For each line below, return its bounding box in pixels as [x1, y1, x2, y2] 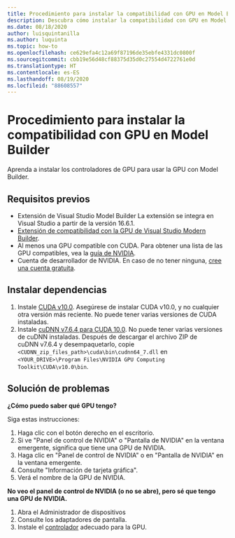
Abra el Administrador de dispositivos [17, 508, 126, 516]
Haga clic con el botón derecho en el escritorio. [17, 429, 155, 437]
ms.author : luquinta [7, 36, 68, 43]
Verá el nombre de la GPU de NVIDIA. [17, 473, 126, 481]
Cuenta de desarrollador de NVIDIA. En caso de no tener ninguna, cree [17, 257, 222, 264]
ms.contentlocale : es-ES [7, 69, 80, 76]
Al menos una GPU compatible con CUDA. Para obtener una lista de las [17, 241, 223, 250]
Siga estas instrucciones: [7, 415, 80, 423]
